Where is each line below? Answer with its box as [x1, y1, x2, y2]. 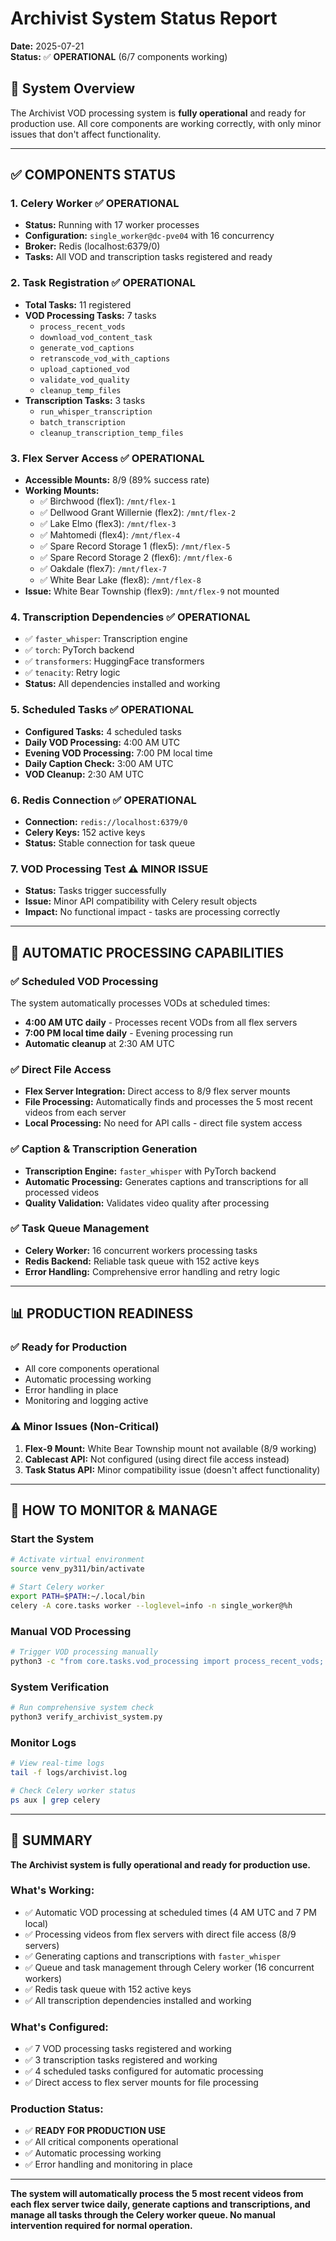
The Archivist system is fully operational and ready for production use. [10, 1858, 312, 1871]
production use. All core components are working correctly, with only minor [10, 117, 322, 129]
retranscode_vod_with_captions [39, 353, 171, 364]
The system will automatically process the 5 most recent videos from [10, 2188, 304, 2200]
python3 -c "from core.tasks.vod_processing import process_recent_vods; [10, 1657, 325, 1667]
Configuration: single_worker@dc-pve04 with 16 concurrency [24, 230, 275, 242]
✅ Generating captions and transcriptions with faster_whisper [24, 1950, 282, 1962]
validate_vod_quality [39, 375, 130, 385]
